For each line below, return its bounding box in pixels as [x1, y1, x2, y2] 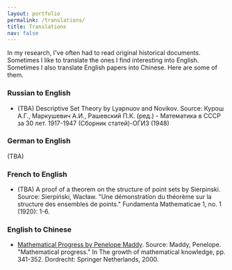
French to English [7, 169, 67, 179]
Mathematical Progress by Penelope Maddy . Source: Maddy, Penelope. [17, 241, 222, 249]
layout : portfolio [7, 10, 60, 17]
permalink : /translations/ [7, 17, 85, 24]
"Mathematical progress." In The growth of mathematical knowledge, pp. [17, 248, 226, 256]
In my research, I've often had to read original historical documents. [7, 49, 201, 57]
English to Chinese [7, 225, 72, 235]
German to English [7, 136, 71, 146]
